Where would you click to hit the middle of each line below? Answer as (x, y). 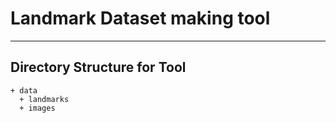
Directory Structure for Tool (98, 67)
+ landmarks (44, 99)
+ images (37, 108)
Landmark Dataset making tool (140, 18)
